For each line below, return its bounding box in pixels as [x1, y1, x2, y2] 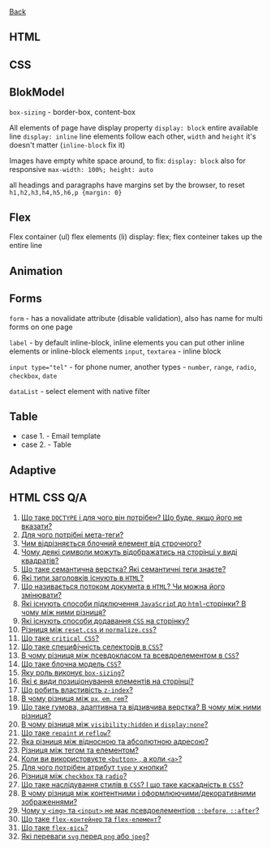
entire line [9, 241, 43, 251]
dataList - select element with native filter [9, 386, 151, 396]
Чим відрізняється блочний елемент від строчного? [20, 538, 202, 548]
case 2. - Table [20, 440, 72, 449]
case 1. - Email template [20, 431, 101, 441]
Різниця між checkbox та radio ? [20, 770, 127, 781]
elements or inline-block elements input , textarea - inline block [9, 346, 222, 356]
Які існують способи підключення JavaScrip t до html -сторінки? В [20, 598, 247, 608]
